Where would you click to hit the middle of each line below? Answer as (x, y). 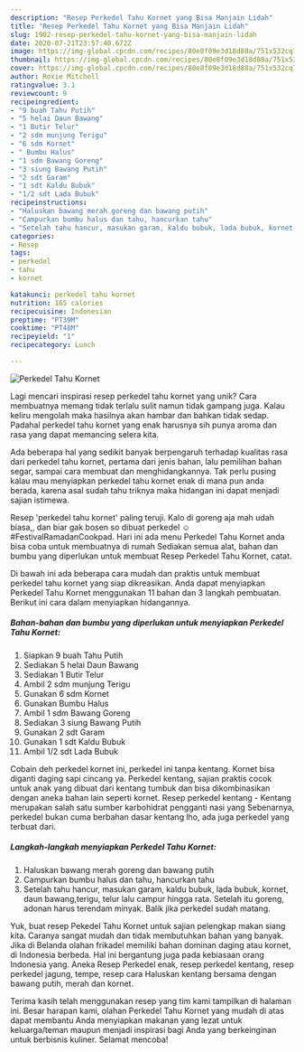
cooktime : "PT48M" (45, 328)
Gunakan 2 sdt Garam (64, 732)
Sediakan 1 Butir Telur (64, 674)
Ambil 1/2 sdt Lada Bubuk (71, 751)
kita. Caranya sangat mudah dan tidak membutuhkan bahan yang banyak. (147, 935)
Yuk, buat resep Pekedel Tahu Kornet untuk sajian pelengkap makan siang (148, 925)
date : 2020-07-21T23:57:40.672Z (71, 43)
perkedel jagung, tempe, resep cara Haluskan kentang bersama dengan (143, 973)
